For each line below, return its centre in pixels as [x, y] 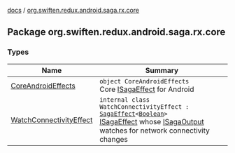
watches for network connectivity [154, 131]
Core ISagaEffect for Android [147, 89]
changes [113, 139]
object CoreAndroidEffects [144, 81]
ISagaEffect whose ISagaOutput [151, 121]
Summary [162, 70]
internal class [124, 100]
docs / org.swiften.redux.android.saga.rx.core [73, 10]
